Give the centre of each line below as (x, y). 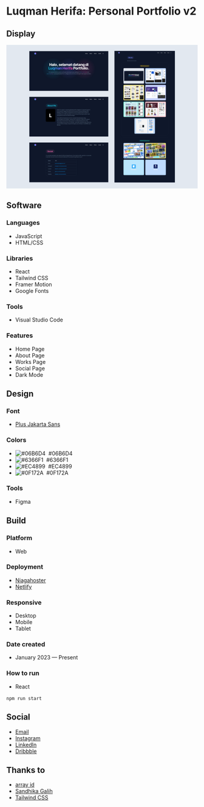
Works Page (30, 362)
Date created (26, 644)
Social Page (30, 368)
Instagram (28, 738)
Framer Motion (34, 284)
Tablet (23, 629)
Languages (23, 223)
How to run (23, 673)
